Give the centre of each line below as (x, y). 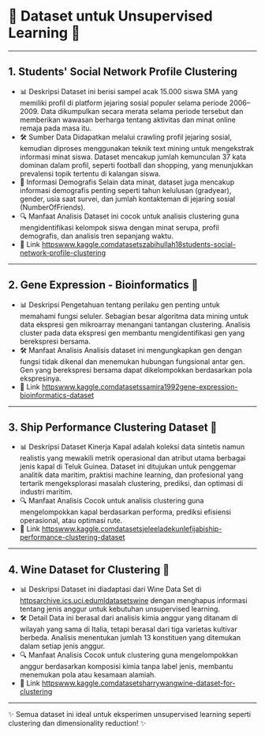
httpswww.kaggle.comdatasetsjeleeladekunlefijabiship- (132, 529)
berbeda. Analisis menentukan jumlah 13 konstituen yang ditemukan (130, 638)
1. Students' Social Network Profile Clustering (123, 72)
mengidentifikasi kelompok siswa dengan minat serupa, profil (119, 227)
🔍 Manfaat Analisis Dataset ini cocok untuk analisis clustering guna (129, 216)
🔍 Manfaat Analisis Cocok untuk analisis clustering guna (112, 501)
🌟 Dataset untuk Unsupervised (110, 16)
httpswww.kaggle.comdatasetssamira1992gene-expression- (140, 386)
